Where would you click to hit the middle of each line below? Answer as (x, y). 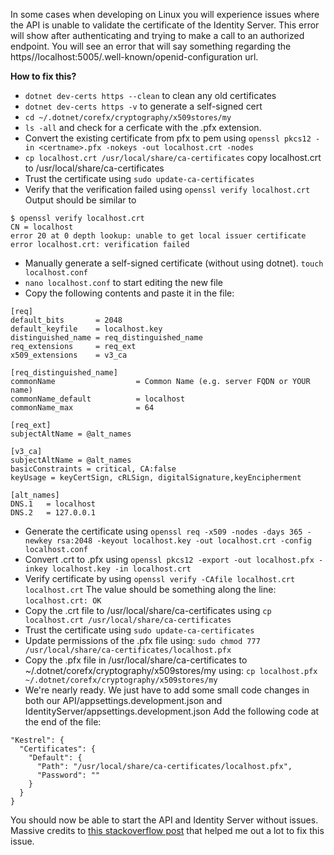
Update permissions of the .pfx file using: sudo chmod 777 (142, 640)
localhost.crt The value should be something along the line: (150, 589)
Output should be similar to (80, 200)
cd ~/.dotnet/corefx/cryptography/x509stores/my (128, 118)
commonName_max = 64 (82, 408)
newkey (38, 541)
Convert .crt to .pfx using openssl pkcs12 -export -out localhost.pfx (169, 559)
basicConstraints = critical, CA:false (93, 469)
